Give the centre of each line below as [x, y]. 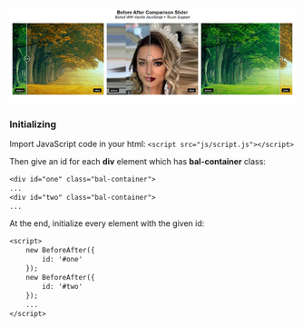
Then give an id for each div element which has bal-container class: [137, 162]
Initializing [33, 124]
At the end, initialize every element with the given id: [107, 223]
